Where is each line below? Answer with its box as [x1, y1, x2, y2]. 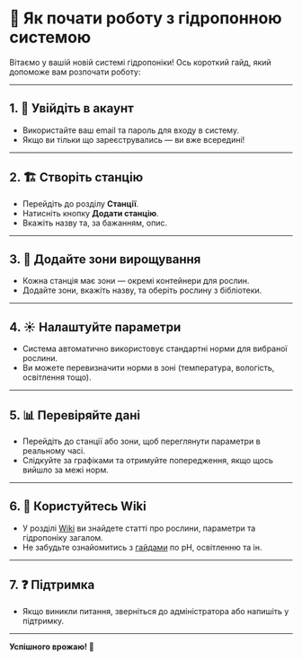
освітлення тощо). [22, 372, 92, 383]
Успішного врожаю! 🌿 [9, 641, 94, 652]
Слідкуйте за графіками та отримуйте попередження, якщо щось [22, 455, 274, 465]
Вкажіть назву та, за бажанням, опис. [22, 217, 168, 228]
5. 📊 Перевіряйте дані [9, 408, 141, 423]
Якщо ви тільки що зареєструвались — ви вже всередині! [22, 134, 245, 145]
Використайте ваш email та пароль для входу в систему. [22, 125, 240, 136]
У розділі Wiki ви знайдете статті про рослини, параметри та [22, 523, 256, 533]
